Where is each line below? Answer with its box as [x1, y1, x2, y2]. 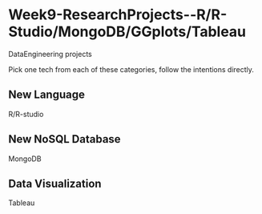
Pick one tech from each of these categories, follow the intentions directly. [8, 64, 255, 74]
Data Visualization [8, 176, 102, 190]
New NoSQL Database [8, 132, 122, 146]
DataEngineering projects [8, 49, 92, 59]
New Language [8, 88, 86, 102]
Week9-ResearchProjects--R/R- [8, 6, 228, 24]
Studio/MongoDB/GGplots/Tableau [8, 22, 247, 41]
